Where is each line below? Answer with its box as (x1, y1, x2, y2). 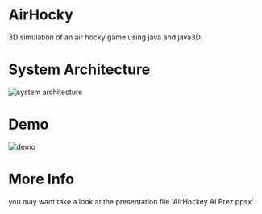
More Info (8, 171, 75, 188)
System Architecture (8, 60, 151, 79)
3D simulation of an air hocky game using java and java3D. (8, 32, 203, 42)
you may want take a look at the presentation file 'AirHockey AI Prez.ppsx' (8, 196, 254, 206)
